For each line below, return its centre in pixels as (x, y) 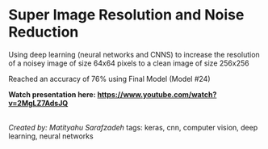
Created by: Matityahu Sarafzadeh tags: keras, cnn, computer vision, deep (133, 127)
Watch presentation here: (52, 94)
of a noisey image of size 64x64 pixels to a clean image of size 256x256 (129, 63)
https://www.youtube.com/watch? (157, 94)
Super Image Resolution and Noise (126, 15)
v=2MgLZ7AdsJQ (38, 103)
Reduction (44, 32)
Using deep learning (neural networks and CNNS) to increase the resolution (134, 54)
